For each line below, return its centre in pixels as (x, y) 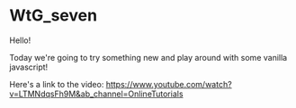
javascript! (29, 67)
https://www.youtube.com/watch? (169, 84)
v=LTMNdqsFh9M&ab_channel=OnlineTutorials (96, 94)
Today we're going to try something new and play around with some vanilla (148, 57)
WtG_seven (53, 16)
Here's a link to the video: (57, 84)
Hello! (20, 40)
